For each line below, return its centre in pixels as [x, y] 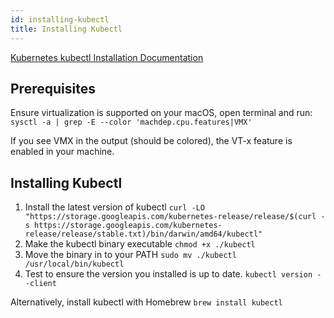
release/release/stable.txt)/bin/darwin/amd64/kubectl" [143, 234]
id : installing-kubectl [60, 19]
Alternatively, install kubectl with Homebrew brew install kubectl [146, 302]
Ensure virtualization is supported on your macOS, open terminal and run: [161, 113]
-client [40, 284]
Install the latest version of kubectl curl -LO [114, 207]
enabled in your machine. [62, 152]
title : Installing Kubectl [66, 29]
